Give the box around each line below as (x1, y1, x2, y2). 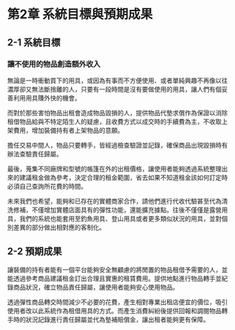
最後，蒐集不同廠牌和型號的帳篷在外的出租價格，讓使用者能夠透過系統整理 (7, 164, 222, 173)
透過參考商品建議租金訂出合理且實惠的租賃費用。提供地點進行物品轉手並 (13, 274, 222, 282)
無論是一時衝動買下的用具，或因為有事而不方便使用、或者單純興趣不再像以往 (7, 76, 228, 85)
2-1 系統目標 (7, 36, 61, 48)
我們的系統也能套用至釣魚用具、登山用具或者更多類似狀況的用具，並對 (19, 214, 222, 222)
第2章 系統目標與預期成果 (7, 6, 153, 22)
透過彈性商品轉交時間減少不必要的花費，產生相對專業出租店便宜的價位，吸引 (7, 298, 228, 306)
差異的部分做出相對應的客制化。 (13, 223, 106, 231)
